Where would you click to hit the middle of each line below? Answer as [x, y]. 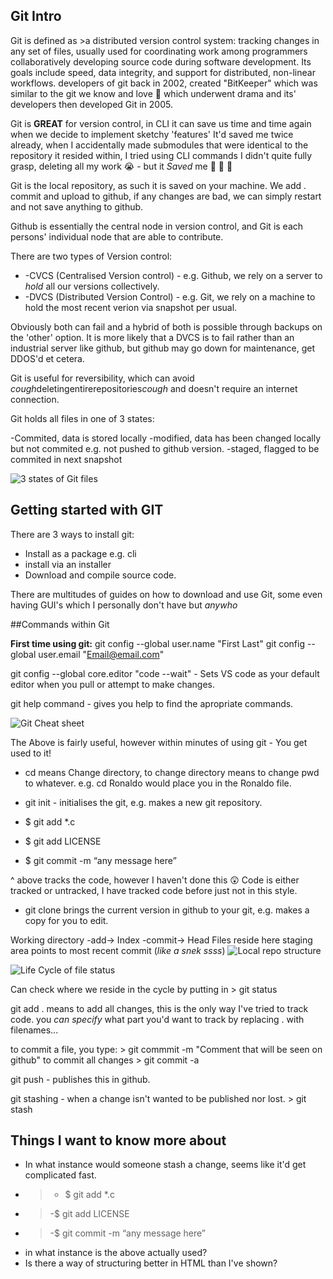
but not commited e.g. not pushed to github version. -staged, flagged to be [165, 448]
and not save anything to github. [77, 206]
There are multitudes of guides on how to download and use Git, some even [166, 594]
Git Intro [36, 16]
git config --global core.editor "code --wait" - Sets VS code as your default [165, 673]
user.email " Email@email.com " [101, 654]
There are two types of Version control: [91, 256]
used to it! [31, 753]
